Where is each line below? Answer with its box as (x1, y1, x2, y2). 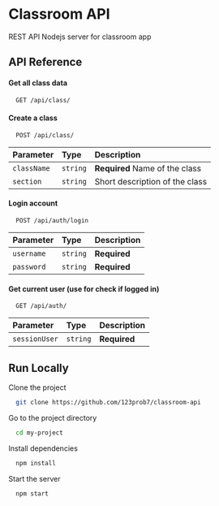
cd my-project (15, 428, 63, 437)
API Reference (8, 55, 83, 69)
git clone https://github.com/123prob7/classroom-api (15, 398, 201, 406)
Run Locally (8, 361, 69, 374)
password (12, 262, 46, 271)
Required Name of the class (94, 162, 201, 174)
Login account (8, 198, 58, 208)
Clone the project (8, 383, 67, 392)
